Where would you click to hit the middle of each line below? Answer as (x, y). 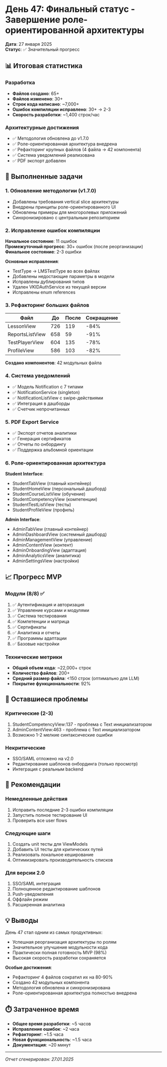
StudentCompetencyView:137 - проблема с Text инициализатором (82, 724)
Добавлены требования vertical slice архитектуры (65, 201)
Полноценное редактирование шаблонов (56, 889)
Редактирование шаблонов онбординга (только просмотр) (75, 764)
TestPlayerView (26, 343)
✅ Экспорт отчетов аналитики (44, 433)
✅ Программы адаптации (40, 638)
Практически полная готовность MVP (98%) (59, 953)
